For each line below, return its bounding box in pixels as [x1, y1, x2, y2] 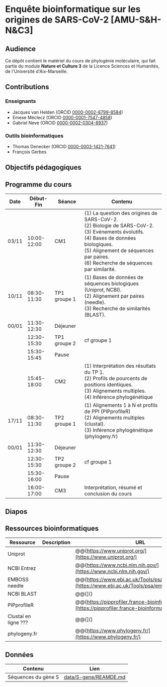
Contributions [5, 83, 49, 91]
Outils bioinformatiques [5, 132, 64, 139]
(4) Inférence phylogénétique [84, 394, 153, 401]
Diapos [5, 507, 27, 516]
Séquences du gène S [7, 674, 59, 681]
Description [42, 539, 71, 546]
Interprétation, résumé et [84, 484, 143, 491]
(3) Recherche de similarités [84, 305, 151, 312]
